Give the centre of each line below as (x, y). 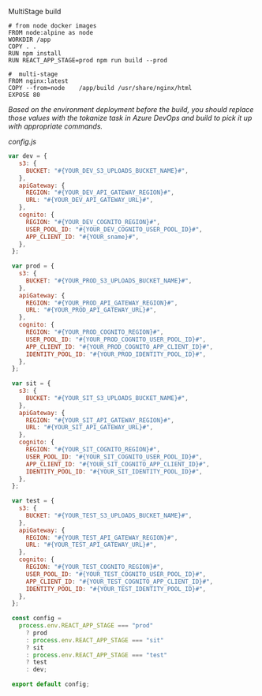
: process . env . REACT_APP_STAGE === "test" (97, 655)
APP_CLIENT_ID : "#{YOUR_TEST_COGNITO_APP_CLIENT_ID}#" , (120, 582)
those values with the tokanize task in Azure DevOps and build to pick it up (130, 118)
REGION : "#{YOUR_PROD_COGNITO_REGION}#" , (95, 332)
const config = (36, 619)
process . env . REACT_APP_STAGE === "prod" (86, 626)
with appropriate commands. (56, 126)
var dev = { (28, 156)
